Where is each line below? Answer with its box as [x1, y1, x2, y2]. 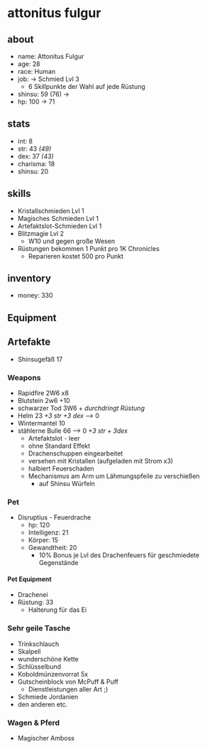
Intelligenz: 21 [28, 528, 69, 537]
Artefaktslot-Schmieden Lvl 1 [17, 222, 102, 230]
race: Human [17, 68, 56, 75]
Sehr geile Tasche [7, 623, 71, 633]
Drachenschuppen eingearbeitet [28, 449, 123, 458]
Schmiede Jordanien [17, 692, 79, 701]
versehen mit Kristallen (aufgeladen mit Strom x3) [28, 456, 174, 465]
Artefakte [7, 336, 51, 348]
